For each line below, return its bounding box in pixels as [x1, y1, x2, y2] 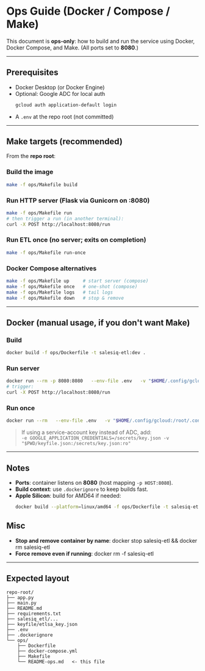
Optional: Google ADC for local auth [15, 90, 106, 97]
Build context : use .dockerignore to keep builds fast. [15, 485, 148, 493]
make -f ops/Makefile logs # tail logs [6, 289, 113, 296]
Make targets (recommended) [6, 136, 123, 147]
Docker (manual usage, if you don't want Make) [6, 317, 190, 328]
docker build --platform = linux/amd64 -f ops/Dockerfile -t [15, 504, 169, 510]
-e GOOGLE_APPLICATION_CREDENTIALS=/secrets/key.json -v [21, 435, 170, 441]
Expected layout [6, 573, 70, 584]
